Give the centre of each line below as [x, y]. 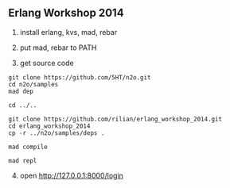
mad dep [21, 91]
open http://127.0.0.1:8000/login [71, 175]
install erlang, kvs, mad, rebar [68, 32]
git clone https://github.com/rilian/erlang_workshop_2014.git [115, 119]
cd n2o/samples [33, 84]
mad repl [23, 161]
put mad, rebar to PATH [58, 48]
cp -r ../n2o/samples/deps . [57, 133]
